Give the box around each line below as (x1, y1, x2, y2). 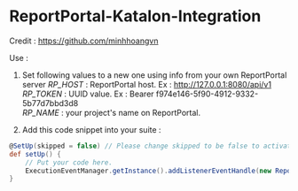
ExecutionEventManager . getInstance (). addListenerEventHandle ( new (25, 166, 272, 175)
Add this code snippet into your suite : (21, 124, 161, 134)
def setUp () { (9, 149, 62, 158)
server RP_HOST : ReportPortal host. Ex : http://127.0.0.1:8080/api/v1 (21, 79, 272, 89)
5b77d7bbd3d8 (21, 97, 79, 108)
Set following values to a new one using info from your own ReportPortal (21, 69, 287, 80)
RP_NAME (21, 107, 59, 118)
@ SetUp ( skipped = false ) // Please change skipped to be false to (9, 141, 260, 150)
